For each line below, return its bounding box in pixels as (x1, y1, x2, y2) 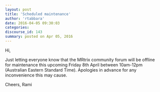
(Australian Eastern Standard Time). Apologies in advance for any (5, 67, 137, 73)
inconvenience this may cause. (5, 72, 67, 78)
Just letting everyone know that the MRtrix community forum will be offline (5, 57, 155, 62)
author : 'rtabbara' (5, 16, 45, 21)
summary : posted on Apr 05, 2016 (5, 34, 73, 39)
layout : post (5, 7, 32, 12)
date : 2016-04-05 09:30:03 (5, 20, 60, 26)
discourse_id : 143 (5, 30, 42, 34)
